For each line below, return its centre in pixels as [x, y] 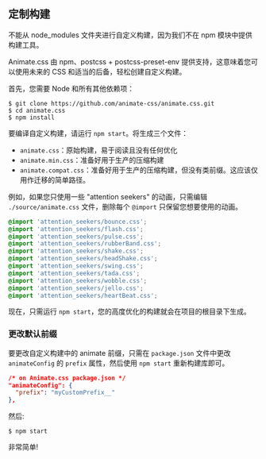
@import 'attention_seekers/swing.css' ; [76, 266]
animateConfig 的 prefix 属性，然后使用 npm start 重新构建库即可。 [119, 363]
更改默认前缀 [33, 334]
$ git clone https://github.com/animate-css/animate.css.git [112, 103]
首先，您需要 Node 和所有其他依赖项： [71, 88]
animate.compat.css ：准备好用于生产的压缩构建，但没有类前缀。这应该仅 [139, 170]
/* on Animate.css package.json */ [67, 378]
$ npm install [32, 118]
